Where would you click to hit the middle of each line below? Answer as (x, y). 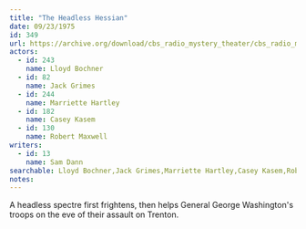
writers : (26, 145)
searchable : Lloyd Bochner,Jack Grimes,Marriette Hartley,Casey (134, 171)
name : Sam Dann (55, 162)
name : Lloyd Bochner (65, 69)
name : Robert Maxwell (66, 137)
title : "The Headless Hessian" (69, 18)
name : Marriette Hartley (73, 103)
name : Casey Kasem (61, 120)
